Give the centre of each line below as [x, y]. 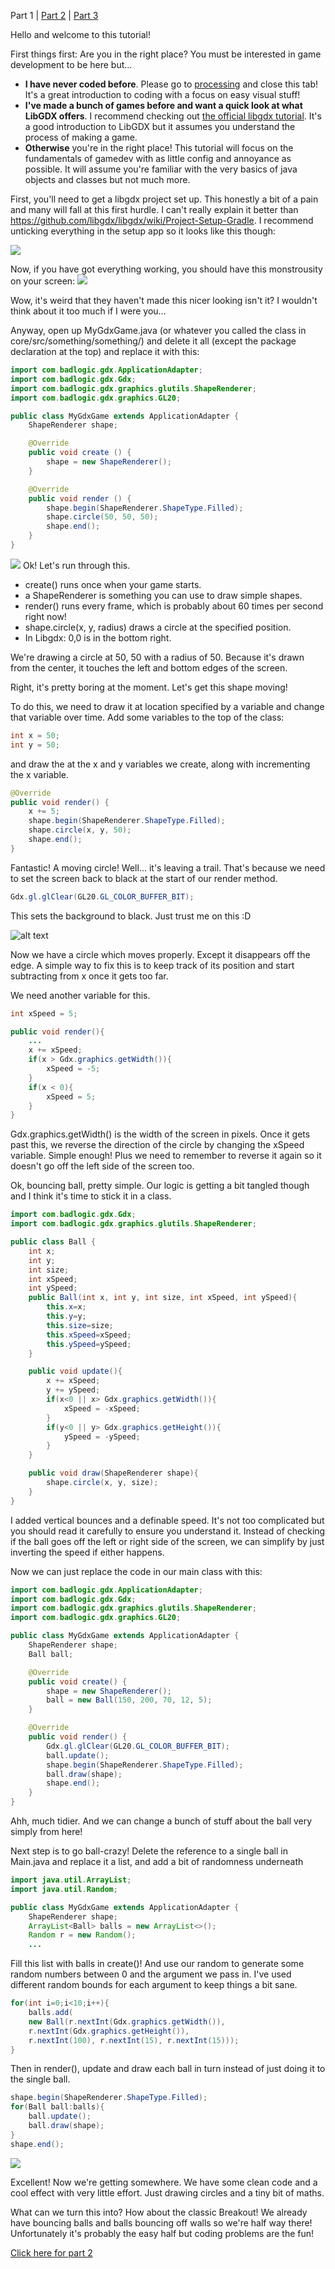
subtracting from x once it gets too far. [89, 976]
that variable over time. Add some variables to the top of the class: [147, 717]
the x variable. [40, 774]
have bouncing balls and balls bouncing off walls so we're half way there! [161, 2222]
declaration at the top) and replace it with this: [105, 351]
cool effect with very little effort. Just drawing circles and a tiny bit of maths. [167, 2192]
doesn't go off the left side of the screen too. [102, 1166]
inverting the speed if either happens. [87, 1552]
